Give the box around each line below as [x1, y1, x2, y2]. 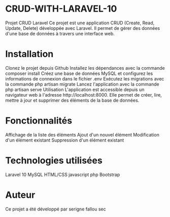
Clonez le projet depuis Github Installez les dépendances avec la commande [5, 65, 165, 71]
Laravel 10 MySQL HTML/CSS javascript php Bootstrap [5, 171, 120, 178]
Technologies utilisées [5, 155, 103, 166]
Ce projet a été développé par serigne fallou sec [5, 206, 107, 212]
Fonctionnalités [5, 115, 73, 126]
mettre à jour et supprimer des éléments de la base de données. [5, 97, 140, 103]
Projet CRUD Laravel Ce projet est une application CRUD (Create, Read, [5, 20, 155, 26]
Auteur [5, 189, 36, 200]
